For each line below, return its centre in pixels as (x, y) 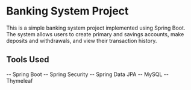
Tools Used (28, 59)
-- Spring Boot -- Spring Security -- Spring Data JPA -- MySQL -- (87, 74)
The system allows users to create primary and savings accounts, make (95, 34)
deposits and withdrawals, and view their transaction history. (82, 40)
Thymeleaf (20, 80)
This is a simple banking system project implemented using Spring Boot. (96, 28)
